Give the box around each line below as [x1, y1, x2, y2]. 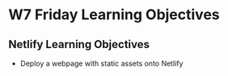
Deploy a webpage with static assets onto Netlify [19, 58, 184, 68]
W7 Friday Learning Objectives [8, 6, 220, 24]
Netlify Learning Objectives [8, 38, 150, 51]
